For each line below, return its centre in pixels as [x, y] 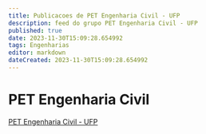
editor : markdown [37, 53]
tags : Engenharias [39, 45]
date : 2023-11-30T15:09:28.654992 [66, 38]
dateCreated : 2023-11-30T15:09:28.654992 [78, 61]
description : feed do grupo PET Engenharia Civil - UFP [103, 23]
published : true [35, 30]
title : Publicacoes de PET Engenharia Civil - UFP [94, 16]
